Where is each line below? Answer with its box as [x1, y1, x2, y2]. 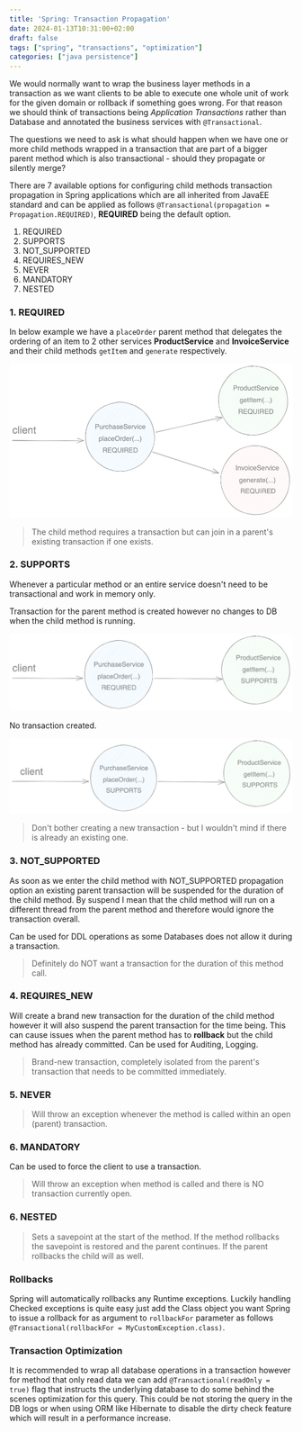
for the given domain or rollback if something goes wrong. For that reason [9, 97, 283, 108]
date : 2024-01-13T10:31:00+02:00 [9, 23, 135, 33]
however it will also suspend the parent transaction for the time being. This [9, 1020, 286, 1031]
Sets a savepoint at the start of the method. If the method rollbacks [31, 1231, 280, 1242]
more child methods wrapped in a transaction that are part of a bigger [9, 144, 268, 155]
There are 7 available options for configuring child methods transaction [9, 180, 272, 191]
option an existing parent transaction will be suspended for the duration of [9, 885, 285, 896]
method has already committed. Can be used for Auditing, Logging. [9, 1039, 259, 1049]
